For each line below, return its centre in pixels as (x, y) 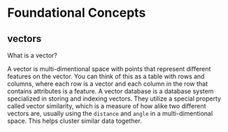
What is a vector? (32, 55)
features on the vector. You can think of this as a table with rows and (106, 76)
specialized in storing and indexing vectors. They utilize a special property (114, 98)
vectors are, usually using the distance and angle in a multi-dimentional (110, 113)
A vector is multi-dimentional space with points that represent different (109, 69)
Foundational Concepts (77, 13)
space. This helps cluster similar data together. (74, 121)
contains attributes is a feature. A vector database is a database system (111, 91)
